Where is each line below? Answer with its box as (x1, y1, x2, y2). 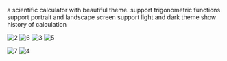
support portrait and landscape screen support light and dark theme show (7, 13, 217, 21)
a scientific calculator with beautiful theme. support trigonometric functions (7, 6, 221, 14)
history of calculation (7, 21, 67, 28)
